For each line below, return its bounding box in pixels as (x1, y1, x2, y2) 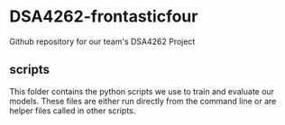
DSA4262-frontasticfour (9, 6, 198, 27)
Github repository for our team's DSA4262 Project (9, 36, 196, 47)
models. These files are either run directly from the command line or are (9, 95, 277, 106)
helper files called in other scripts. (9, 105, 136, 116)
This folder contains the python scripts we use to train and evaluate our (9, 85, 275, 96)
